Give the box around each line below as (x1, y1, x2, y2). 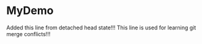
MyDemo (6, 4, 54, 18)
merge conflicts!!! (6, 30, 51, 37)
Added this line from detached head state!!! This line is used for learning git (6, 24, 196, 31)
